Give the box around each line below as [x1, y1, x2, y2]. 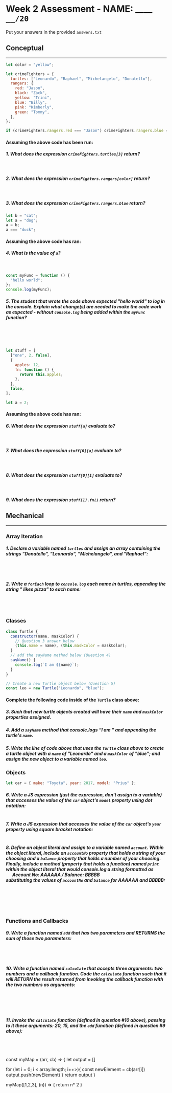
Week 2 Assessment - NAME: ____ [6, 3, 153, 15]
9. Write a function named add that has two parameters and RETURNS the [6, 930, 165, 936]
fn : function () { [15, 367, 54, 372]
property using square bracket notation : [6, 826, 93, 832]
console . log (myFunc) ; [6, 287, 52, 292]
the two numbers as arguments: [6, 982, 76, 988]
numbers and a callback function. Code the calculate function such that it [6, 971, 167, 977]
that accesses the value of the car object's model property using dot [6, 797, 153, 803]
